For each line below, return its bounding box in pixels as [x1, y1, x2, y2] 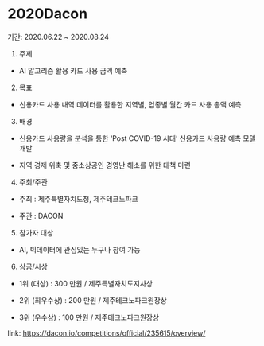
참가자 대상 [18, 227, 54, 237]
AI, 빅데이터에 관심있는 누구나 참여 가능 [18, 244, 141, 255]
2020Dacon [7, 5, 88, 23]
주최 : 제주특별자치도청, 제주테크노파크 [18, 194, 138, 204]
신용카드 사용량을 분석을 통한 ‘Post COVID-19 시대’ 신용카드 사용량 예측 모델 [18, 133, 256, 143]
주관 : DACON [18, 211, 64, 220]
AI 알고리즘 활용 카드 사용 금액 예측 [18, 65, 128, 76]
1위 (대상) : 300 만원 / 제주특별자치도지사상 [18, 278, 153, 288]
